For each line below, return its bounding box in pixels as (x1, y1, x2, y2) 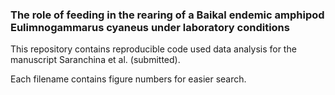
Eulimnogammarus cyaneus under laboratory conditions (10, 20, 290, 34)
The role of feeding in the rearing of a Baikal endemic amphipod (10, 8, 325, 22)
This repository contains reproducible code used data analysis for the (10, 43, 297, 55)
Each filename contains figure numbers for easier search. (10, 73, 247, 85)
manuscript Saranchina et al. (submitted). (10, 54, 181, 66)
